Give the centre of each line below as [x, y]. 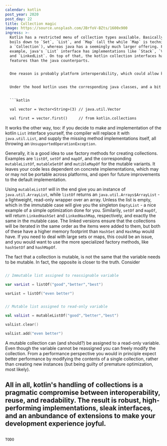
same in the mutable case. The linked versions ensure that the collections [80, 221]
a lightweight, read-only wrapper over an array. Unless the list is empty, [78, 199]
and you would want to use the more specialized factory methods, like [77, 242]
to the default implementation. [36, 180]
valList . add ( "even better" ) [34, 333]
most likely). [18, 369]
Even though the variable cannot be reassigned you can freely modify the [80, 348]
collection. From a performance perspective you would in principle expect [81, 353]
